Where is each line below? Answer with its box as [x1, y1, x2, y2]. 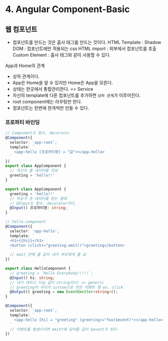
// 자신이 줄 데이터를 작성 [10, 168, 58, 173]
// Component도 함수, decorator [5, 130, 70, 136]
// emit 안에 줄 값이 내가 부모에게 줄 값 [10, 252, 87, 257]
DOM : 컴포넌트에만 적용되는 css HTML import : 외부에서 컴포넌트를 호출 [12, 45, 157, 52]
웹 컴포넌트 [5, 25, 38, 33]
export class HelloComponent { [5, 266, 71, 271]
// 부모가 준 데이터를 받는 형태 [10, 196, 67, 201]
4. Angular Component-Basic [5, 4, 130, 15]
